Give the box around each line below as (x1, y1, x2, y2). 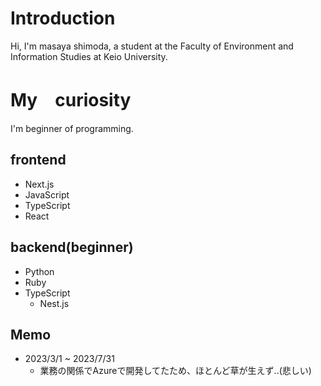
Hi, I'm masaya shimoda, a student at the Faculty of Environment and (10, 40, 294, 52)
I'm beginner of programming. (10, 122, 134, 134)
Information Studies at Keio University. (10, 50, 168, 62)
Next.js (24, 178, 55, 190)
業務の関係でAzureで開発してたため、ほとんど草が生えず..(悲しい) (39, 365, 312, 377)
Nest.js (39, 297, 70, 309)
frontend (10, 152, 67, 169)
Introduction (10, 7, 116, 30)
